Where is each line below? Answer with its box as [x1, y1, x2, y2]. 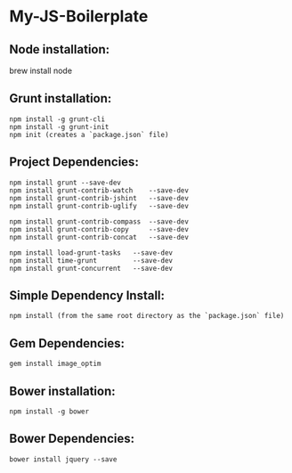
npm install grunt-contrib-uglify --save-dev [9, 201, 190, 210]
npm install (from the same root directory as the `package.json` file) [9, 312, 285, 321]
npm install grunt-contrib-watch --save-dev [9, 185, 190, 195]
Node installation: [9, 42, 110, 57]
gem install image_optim [9, 359, 101, 369]
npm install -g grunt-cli [9, 114, 105, 124]
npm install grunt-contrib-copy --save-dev [9, 224, 190, 233]
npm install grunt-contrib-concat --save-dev [9, 232, 190, 241]
